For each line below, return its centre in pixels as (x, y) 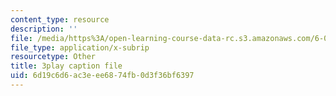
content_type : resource (60, 19)
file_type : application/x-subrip (80, 47)
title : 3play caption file (66, 66)
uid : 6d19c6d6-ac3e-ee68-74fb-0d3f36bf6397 (102, 76)
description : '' (44, 29)
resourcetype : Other (53, 57)
